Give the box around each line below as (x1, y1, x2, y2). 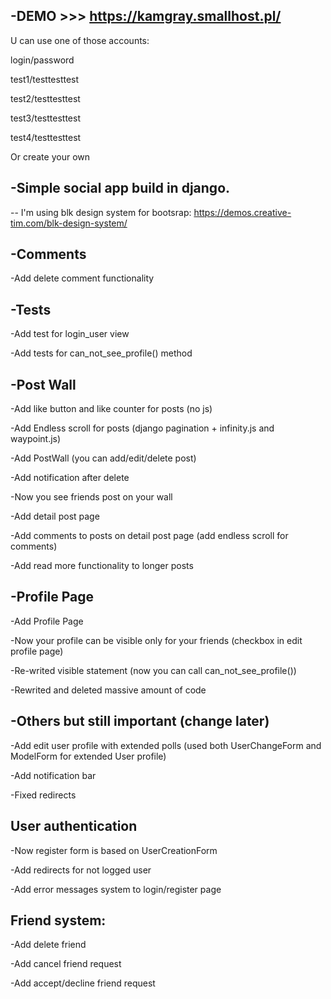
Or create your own (10, 150, 90, 163)
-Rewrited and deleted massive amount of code (10, 684, 207, 696)
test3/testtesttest (10, 112, 81, 124)
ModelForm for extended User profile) (10, 750, 167, 762)
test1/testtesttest (10, 73, 80, 85)
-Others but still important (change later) (10, 713, 270, 730)
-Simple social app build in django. (10, 180, 231, 197)
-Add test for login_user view (10, 328, 130, 340)
